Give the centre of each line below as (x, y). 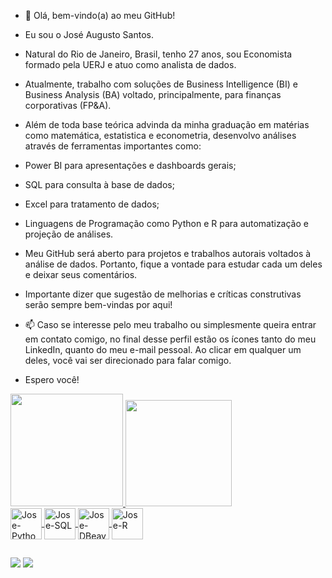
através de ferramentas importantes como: (113, 146)
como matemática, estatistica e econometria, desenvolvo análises (160, 135)
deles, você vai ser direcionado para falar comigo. (128, 360)
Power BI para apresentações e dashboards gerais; (130, 165)
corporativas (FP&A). (68, 105)
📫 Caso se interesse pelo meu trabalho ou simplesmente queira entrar (170, 324)
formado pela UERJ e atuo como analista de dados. (130, 64)
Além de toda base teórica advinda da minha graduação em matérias (167, 124)
